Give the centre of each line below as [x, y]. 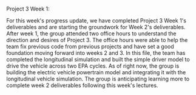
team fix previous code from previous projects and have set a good [90, 46]
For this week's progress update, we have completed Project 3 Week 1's [96, 20]
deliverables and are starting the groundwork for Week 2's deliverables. [96, 27]
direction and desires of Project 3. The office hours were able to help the [97, 40]
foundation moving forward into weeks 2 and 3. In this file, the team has [96, 53]
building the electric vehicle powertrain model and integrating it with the [96, 72]
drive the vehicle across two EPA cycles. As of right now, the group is [93, 66]
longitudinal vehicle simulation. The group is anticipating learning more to [98, 79]
